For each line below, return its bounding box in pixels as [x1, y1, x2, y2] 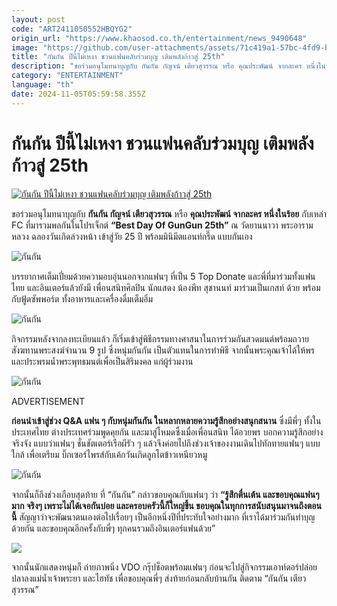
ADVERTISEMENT [11, 395, 86, 407]
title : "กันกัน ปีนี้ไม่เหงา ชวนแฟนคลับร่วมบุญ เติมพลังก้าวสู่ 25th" [11, 52, 226, 62]
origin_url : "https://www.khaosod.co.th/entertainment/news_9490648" [11, 33, 308, 43]
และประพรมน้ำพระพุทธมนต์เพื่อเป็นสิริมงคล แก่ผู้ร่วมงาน [11, 355, 194, 367]
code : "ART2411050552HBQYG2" [11, 24, 133, 34]
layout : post [11, 14, 66, 25]
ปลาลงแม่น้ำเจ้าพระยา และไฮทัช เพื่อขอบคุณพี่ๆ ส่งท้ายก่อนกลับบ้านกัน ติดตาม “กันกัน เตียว [11, 572, 307, 584]
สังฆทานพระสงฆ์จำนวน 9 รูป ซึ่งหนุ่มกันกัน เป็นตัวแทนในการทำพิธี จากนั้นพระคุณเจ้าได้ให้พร [11, 344, 315, 356]
